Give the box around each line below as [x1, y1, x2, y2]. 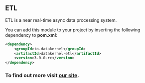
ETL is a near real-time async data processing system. [5, 17, 117, 23]
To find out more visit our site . [5, 72, 80, 79]
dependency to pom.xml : [5, 32, 57, 38]
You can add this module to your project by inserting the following [5, 27, 141, 33]
